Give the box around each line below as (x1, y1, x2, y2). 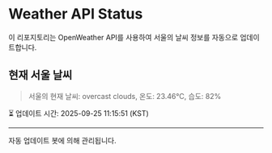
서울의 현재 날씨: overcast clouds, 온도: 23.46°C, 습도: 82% (28, 91, 222, 101)
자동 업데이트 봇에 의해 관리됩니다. (8, 135, 117, 145)
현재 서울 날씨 (8, 68, 73, 82)
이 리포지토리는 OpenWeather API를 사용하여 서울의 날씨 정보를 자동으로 (8, 32, 239, 42)
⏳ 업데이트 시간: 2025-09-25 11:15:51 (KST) (8, 108, 150, 118)
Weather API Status (8, 5, 143, 23)
